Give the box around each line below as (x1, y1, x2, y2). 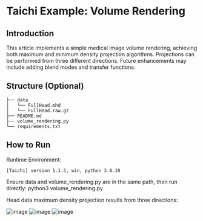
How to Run (6, 140, 51, 150)
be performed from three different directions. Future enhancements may (6, 57, 187, 64)
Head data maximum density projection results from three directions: (6, 196, 178, 203)
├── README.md (6, 113, 42, 119)
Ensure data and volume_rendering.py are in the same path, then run (6, 178, 178, 185)
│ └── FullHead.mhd (6, 102, 61, 108)
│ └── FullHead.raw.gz (6, 107, 69, 114)
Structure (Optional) (6, 81, 84, 91)
